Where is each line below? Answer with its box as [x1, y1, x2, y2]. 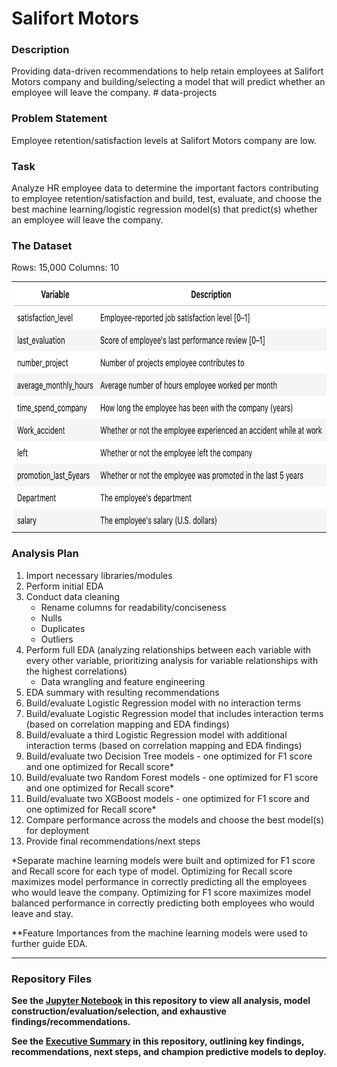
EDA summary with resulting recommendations [25, 686, 220, 698]
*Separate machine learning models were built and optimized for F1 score [11, 854, 316, 866]
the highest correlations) [25, 665, 128, 677]
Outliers [40, 633, 74, 645]
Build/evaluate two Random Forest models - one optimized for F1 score [25, 771, 319, 783]
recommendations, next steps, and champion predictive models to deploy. [11, 1045, 327, 1057]
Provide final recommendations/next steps [25, 835, 201, 847]
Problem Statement [11, 112, 108, 126]
